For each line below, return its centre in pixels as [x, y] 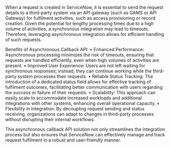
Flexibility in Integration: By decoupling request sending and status [75, 109]
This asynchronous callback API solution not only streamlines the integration [85, 129]
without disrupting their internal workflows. [50, 119]
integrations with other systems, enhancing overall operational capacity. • [82, 103]
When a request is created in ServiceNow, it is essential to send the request [84, 7]
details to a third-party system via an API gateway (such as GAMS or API [81, 13]
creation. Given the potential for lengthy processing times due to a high [79, 23]
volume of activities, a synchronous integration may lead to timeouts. [77, 29]
